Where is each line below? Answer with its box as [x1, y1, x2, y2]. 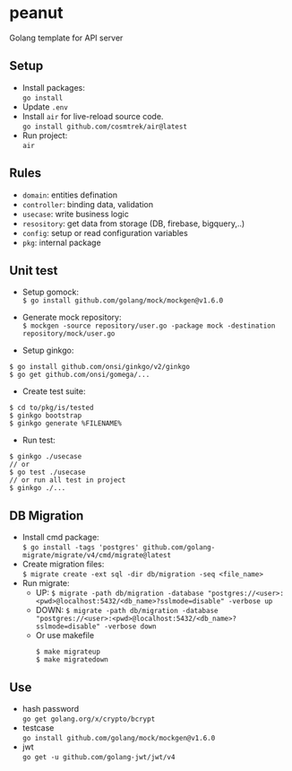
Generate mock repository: [21, 312, 122, 323]
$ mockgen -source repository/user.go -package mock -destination [21, 321, 276, 330]
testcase [21, 723, 55, 733]
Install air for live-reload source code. [21, 110, 164, 121]
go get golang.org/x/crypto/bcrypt [21, 714, 156, 723]
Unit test [9, 263, 58, 278]
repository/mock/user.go [21, 329, 116, 338]
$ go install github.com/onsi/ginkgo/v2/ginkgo [9, 363, 191, 372]
